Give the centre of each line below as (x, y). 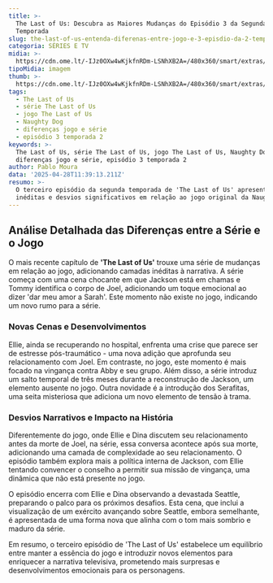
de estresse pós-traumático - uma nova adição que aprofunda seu (120, 353)
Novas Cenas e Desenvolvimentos (78, 327)
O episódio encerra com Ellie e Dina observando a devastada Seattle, (124, 494)
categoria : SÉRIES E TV (49, 46)
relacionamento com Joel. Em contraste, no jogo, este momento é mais (127, 362)
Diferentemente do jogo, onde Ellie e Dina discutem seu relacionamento (128, 435)
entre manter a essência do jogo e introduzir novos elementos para (121, 553)
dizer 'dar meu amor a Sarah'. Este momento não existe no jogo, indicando (133, 297)
